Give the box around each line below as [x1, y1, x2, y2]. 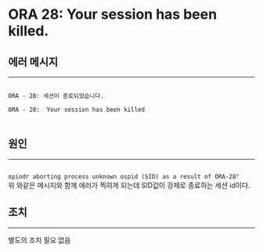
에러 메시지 [8, 55, 59, 68]
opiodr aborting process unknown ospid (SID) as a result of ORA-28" [8, 172, 240, 181]
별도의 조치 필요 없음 [8, 235, 71, 244]
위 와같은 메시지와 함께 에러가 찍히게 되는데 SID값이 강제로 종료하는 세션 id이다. [8, 180, 250, 189]
